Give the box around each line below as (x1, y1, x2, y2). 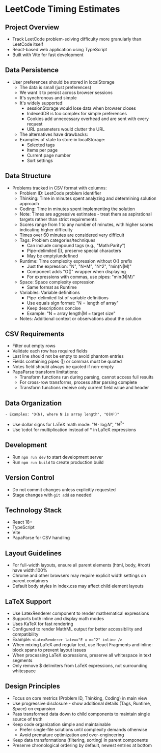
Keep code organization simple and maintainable (12, 721, 111, 727)
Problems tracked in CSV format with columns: (12, 185, 107, 190)
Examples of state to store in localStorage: (19, 136, 106, 142)
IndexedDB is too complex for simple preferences (27, 110, 127, 116)
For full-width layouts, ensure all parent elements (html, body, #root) (12, 562, 151, 568)
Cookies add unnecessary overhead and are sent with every (27, 116, 149, 122)
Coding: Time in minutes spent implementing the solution (19, 206, 135, 212)
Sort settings (27, 157, 53, 163)
